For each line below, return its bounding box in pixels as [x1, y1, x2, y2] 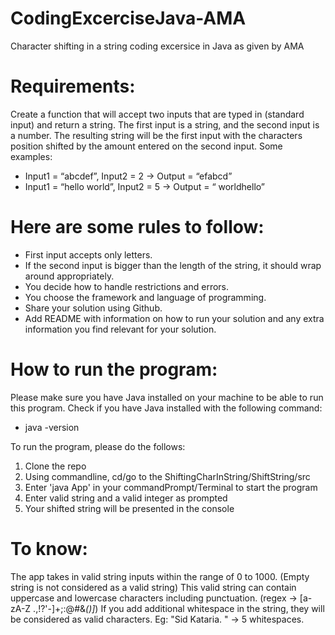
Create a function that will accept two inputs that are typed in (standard [10, 108, 305, 120]
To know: [10, 537, 88, 560]
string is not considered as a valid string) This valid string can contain [10, 581, 297, 593]
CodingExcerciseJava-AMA [10, 7, 247, 30]
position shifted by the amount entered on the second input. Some [10, 140, 283, 152]
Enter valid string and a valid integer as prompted [24, 492, 228, 504]
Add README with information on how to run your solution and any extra [24, 312, 325, 324]
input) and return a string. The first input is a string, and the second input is [10, 118, 320, 131]
